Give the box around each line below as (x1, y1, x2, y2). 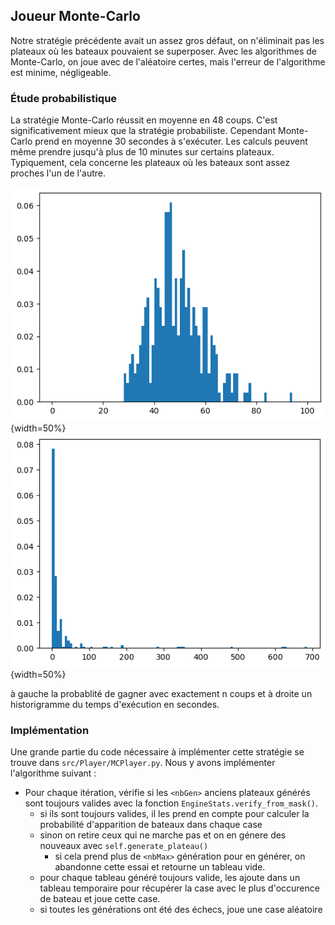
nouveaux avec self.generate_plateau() (39, 840, 209, 852)
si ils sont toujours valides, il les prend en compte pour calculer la (39, 808, 310, 820)
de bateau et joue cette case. (39, 893, 161, 905)
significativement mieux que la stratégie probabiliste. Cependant (10, 125, 277, 137)
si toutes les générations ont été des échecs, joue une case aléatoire (39, 904, 323, 916)
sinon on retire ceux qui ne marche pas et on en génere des (39, 829, 287, 841)
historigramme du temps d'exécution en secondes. (10, 699, 220, 711)
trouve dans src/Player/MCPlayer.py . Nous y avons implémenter (10, 757, 276, 769)
